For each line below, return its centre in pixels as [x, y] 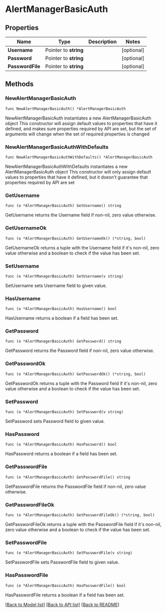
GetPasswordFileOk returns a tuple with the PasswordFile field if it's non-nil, [83, 524]
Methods [19, 84]
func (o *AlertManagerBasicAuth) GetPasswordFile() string [68, 477]
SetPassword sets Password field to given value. [55, 421]
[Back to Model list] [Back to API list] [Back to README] [62, 604]
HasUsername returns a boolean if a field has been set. [62, 318]
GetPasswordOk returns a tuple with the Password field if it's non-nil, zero [81, 383]
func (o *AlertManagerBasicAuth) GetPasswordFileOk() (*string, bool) [80, 515]
